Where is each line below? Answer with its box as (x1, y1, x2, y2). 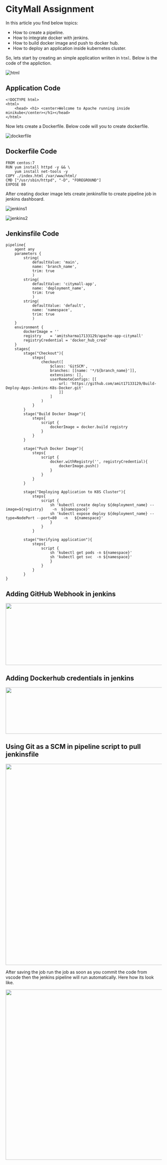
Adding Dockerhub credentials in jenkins (5, 674, 134, 682)
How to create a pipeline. (12, 29, 64, 35)
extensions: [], (50, 372, 84, 377)
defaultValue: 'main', (32, 260, 79, 265)
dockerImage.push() (58, 464, 99, 469)
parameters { (14, 251, 42, 256)
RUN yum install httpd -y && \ (5, 164, 70, 169)
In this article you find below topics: (5, 20, 78, 26)
